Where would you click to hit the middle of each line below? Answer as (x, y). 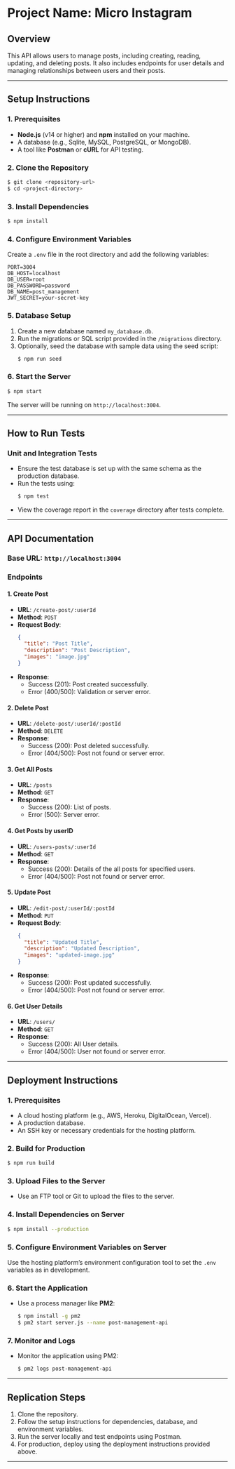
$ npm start (24, 391)
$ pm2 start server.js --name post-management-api (93, 1323)
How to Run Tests (46, 433)
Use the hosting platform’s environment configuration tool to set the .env (112, 1262)
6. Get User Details (35, 1006)
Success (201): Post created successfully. (88, 684)
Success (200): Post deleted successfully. (88, 746)
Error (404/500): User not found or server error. (97, 1051)
